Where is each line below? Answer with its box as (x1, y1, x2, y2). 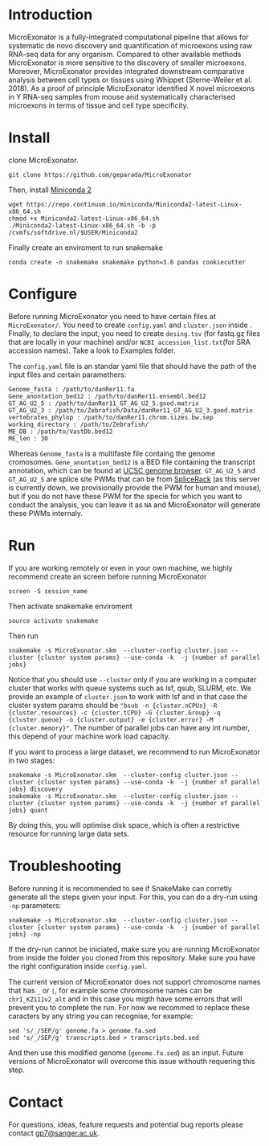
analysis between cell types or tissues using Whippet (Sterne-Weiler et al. (8, 75, 253, 84)
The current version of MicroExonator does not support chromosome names (8, 976, 261, 986)
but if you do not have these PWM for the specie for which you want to (8, 491, 243, 501)
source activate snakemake (8, 616, 99, 624)
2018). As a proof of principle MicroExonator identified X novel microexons (8, 83, 255, 93)
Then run (8, 631, 39, 641)
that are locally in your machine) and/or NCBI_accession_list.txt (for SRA (8, 337, 251, 346)
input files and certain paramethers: (8, 370, 127, 379)
